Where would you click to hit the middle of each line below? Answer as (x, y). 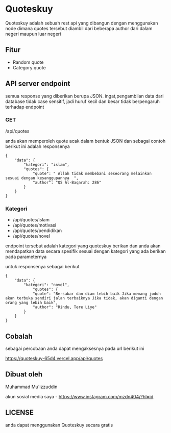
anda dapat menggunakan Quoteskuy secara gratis (59, 425)
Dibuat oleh (24, 375)
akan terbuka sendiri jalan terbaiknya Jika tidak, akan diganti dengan (84, 298)
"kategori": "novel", (47, 285)
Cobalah (19, 336)
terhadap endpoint (25, 107)
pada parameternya (26, 257)
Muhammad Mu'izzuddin (31, 387)
